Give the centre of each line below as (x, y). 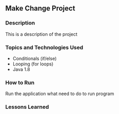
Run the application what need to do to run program (60, 94)
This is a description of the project (41, 34)
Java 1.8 (21, 69)
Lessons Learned (27, 107)
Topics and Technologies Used (44, 47)
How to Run (20, 82)
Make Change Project (40, 8)
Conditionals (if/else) (35, 58)
